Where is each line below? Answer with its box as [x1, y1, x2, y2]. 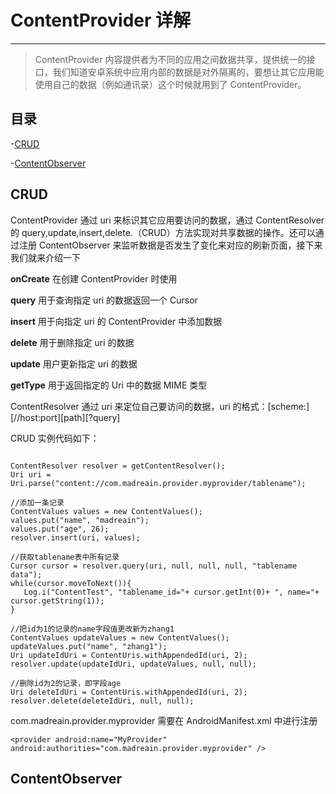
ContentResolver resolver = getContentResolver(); [10, 461, 226, 471]
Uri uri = [10, 469, 52, 480]
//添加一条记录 [10, 497, 65, 508]
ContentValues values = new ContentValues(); [10, 506, 203, 516]
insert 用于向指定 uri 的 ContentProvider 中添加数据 [10, 315, 223, 327]
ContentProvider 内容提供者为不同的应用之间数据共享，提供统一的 [34, 53, 307, 65]
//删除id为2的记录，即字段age [10, 678, 122, 688]
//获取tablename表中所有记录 [10, 552, 120, 562]
